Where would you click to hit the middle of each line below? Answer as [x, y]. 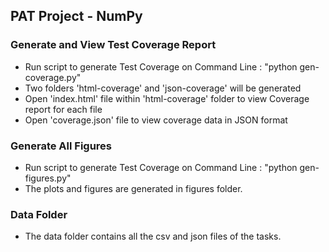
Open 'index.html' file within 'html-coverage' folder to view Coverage [167, 98]
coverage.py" [53, 77]
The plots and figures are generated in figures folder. [133, 188]
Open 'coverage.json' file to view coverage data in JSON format [156, 120]
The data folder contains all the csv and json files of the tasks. [153, 236]
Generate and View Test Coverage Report [113, 45]
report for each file [63, 109]
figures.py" [48, 178]
